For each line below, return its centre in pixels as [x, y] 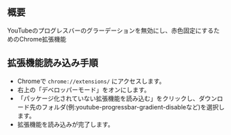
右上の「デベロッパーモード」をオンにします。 [84, 89]
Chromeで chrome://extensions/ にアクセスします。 [91, 81]
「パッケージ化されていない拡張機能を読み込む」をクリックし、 [108, 98]
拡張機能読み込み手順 [53, 63]
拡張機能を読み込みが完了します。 [65, 124]
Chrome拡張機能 [43, 39]
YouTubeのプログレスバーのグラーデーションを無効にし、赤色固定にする [111, 30]
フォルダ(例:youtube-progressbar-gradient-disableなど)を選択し [133, 107]
